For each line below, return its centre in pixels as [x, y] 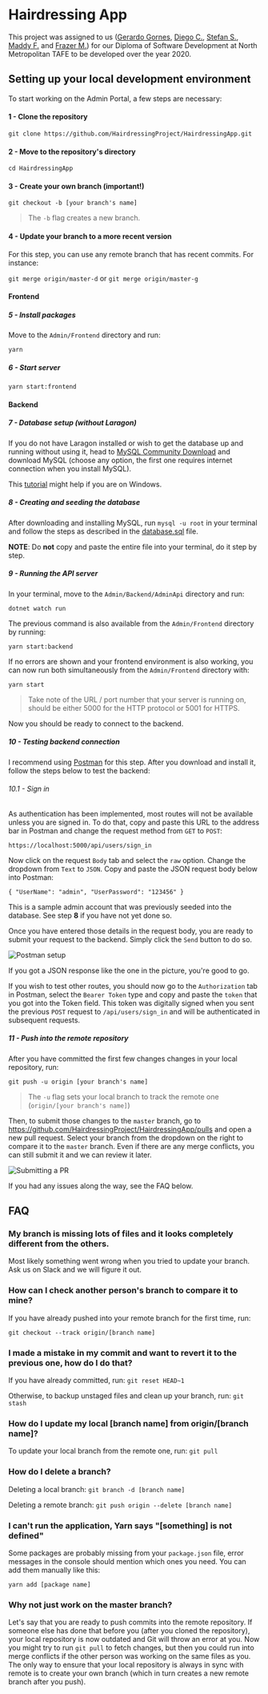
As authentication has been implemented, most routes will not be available [131, 813]
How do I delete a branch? [60, 1472]
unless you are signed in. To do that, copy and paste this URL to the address [134, 822]
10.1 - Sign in [29, 789]
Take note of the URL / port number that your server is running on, [137, 700]
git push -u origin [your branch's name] [78, 1082]
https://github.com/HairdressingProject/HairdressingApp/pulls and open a [130, 1129]
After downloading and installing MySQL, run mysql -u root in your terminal [133, 522]
